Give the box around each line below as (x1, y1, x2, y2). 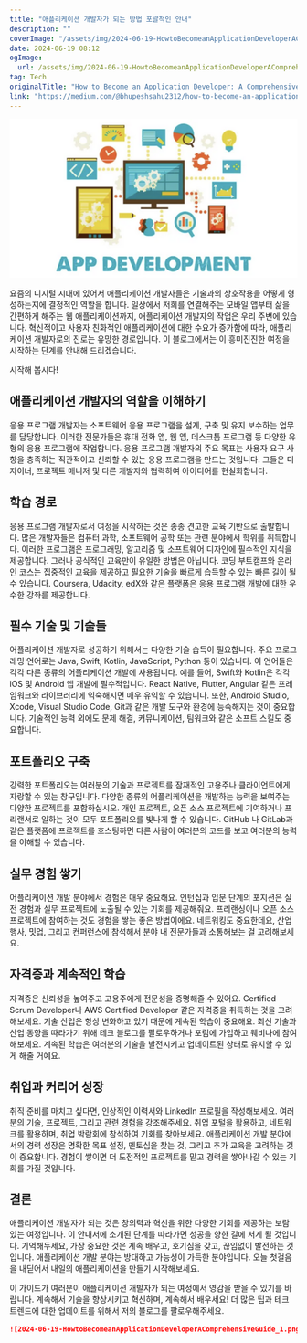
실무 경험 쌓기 (9, 866, 82, 882)
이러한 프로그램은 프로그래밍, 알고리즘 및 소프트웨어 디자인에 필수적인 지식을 (21, 544, 292, 555)
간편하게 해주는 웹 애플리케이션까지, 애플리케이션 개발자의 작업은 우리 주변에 (9, 311, 281, 322)
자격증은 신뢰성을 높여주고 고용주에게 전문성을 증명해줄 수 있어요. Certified (9, 992, 277, 1004)
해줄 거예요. (18, 1050, 61, 1061)
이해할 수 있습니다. (18, 837, 85, 848)
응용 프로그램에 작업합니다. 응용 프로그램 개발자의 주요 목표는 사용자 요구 (26, 442, 285, 453)
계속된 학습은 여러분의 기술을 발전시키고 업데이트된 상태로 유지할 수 (43, 1038, 283, 1050)
